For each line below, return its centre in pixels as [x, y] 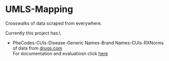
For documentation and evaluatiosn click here [60, 53]
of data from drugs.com [37, 48]
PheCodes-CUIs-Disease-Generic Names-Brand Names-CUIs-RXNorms [88, 43]
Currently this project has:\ [33, 33]
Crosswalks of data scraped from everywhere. [54, 23]
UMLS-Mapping [39, 9]
